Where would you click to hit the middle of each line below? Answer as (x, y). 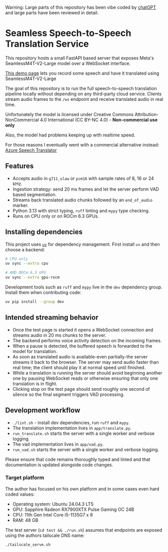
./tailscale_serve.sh (28, 544)
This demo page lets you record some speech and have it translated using (82, 73)
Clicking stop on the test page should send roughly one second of (81, 389)
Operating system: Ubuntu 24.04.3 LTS (53, 504)
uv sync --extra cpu (27, 264)
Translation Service (47, 44)
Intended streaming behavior (52, 318)
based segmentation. (35, 194)
